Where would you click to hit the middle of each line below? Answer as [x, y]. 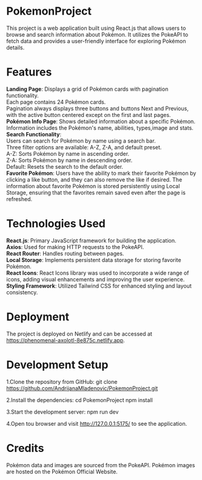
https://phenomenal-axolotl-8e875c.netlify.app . [66, 340]
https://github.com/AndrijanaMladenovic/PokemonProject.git [82, 388]
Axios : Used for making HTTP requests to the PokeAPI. [75, 247]
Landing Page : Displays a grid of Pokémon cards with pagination [87, 89]
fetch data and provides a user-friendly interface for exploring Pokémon [96, 41]
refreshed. [19, 199]
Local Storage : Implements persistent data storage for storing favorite [94, 259]
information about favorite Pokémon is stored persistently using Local [93, 186]
